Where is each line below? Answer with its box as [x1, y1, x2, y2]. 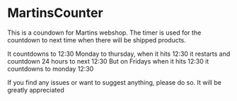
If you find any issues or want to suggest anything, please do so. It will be [7, 78, 221, 86]
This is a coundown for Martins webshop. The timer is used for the [7, 28, 202, 37]
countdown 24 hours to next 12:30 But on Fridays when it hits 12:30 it [7, 57, 209, 65]
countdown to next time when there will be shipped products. [7, 35, 186, 44]
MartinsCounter [7, 5, 104, 21]
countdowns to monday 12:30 [7, 64, 94, 73]
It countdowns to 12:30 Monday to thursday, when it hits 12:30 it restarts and [7, 49, 231, 58]
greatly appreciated [7, 85, 65, 94]
